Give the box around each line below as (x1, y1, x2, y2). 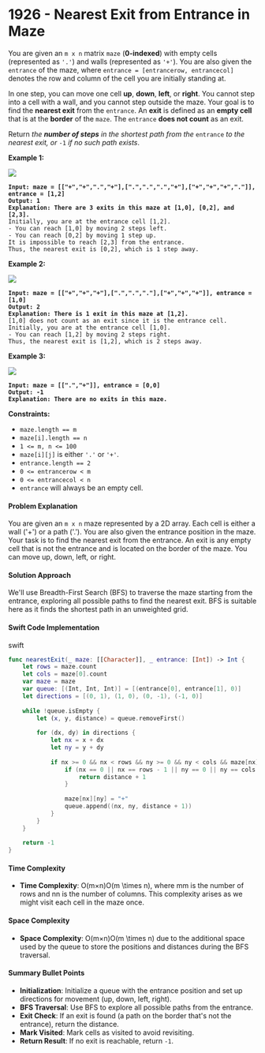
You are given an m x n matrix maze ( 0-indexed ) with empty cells (8, 48, 218, 58)
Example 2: (8, 259, 46, 268)
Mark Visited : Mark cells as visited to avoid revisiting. (19, 1028, 195, 1037)
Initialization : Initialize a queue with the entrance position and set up (19, 985, 243, 995)
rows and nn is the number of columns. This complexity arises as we (19, 890, 243, 899)
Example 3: (8, 351, 46, 361)
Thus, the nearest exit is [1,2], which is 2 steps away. (8, 337, 203, 345)
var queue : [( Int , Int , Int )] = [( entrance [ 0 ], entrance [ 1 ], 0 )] (22, 685, 242, 693)
